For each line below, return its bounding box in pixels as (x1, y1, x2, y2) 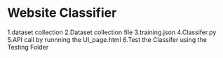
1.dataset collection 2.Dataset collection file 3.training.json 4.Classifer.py (7, 28, 217, 36)
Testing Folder (7, 43, 49, 51)
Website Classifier (7, 5, 117, 21)
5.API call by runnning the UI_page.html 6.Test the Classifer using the (7, 35, 207, 43)
